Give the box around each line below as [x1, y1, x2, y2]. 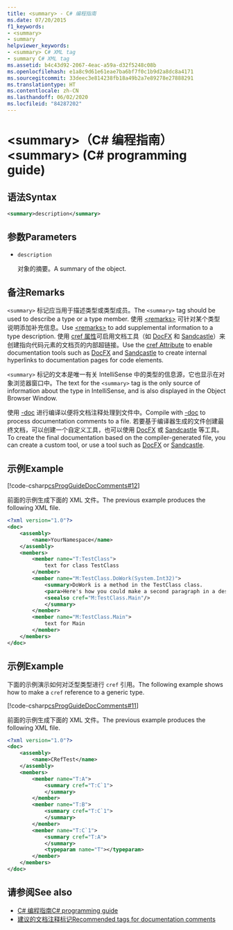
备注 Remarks [7, 286, 65, 298]
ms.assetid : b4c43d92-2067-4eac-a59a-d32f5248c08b [7, 62, 157, 69]
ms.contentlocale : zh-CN [7, 87, 79, 94]
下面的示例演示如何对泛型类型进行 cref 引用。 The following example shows [7, 680, 223, 688]
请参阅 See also [7, 886, 73, 898]
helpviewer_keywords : [7, 42, 70, 49]
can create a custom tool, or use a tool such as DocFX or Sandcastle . [7, 441, 205, 449]
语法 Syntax [7, 191, 57, 203]
